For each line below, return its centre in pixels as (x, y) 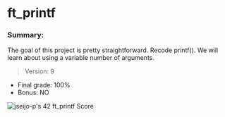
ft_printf (32, 13)
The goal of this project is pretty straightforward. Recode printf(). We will (113, 50)
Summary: (26, 35)
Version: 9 (39, 71)
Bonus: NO (33, 92)
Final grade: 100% (44, 85)
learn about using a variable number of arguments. (81, 58)
